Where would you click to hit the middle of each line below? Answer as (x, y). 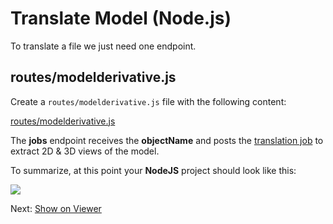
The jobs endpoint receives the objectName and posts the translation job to (167, 140)
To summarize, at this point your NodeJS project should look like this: (153, 170)
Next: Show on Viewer (56, 208)
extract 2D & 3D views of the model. (85, 151)
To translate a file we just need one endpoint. (103, 46)
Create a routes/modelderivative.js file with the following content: (148, 101)
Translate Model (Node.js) (121, 18)
